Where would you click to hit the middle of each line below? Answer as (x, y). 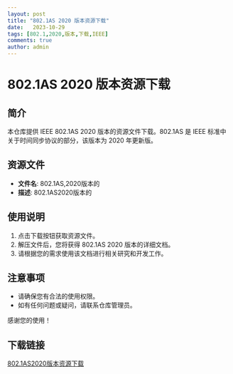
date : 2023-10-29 (36, 27)
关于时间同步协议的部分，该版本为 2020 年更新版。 (82, 140)
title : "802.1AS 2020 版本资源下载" (58, 21)
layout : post (27, 14)
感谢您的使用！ (29, 321)
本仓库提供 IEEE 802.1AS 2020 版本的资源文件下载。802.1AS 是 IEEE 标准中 (117, 131)
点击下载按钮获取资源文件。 (58, 235)
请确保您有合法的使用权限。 (58, 296)
